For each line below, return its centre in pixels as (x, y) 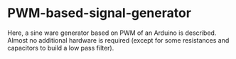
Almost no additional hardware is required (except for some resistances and (118, 40)
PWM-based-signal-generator (100, 13)
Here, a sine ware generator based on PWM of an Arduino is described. (112, 33)
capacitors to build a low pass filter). (61, 48)
